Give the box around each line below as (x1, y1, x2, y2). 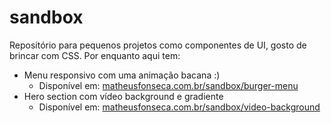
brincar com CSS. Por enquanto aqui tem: (9, 49, 181, 61)
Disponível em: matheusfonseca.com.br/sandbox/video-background (38, 101, 321, 113)
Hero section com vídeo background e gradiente (23, 90, 224, 102)
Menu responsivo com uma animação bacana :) (23, 69, 221, 81)
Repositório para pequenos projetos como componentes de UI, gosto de (9, 39, 307, 51)
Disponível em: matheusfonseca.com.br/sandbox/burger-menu (38, 79, 299, 91)
